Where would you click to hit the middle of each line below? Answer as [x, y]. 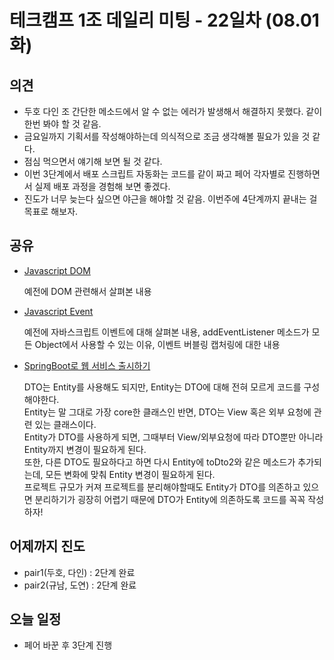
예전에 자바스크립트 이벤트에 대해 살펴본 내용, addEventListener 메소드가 [166, 332]
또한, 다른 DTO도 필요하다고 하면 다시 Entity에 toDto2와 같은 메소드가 [159, 462]
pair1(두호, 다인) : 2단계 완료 [79, 572]
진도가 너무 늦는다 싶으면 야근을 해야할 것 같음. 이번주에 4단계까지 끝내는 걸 [170, 199]
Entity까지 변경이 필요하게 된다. [85, 449]
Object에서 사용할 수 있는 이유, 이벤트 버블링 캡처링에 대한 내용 [157, 344]
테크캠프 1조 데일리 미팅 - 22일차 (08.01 [164, 20]
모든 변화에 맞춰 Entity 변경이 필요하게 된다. [130, 474]
